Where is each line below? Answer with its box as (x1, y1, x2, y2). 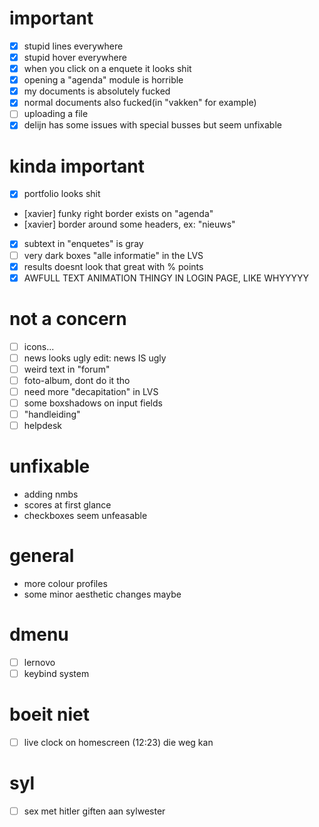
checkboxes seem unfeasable (23, 510, 148, 522)
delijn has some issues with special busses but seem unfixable (23, 119, 282, 131)
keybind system (23, 668, 90, 679)
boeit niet (9, 703, 90, 726)
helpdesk (23, 420, 62, 432)
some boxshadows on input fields (23, 397, 163, 409)
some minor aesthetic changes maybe (23, 588, 182, 600)
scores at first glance (23, 499, 112, 511)
